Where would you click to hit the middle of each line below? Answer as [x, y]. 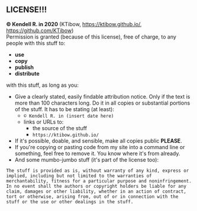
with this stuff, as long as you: [42, 85]
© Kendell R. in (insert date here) [69, 116]
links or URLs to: [43, 122]
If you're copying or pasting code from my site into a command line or [100, 147]
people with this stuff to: [36, 43]
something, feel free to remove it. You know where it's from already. [97, 153]
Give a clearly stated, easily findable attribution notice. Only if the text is [102, 96]
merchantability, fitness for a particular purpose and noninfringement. [99, 181]
